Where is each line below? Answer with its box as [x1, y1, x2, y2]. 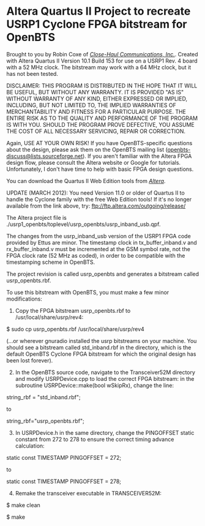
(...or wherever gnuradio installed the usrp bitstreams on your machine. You [6, 337, 197, 344]
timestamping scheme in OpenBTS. [6, 258, 95, 266]
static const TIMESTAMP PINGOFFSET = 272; [6, 454, 121, 461]
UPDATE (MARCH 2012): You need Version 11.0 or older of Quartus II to [6, 189, 185, 197]
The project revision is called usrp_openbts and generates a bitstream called [6, 270, 199, 277]
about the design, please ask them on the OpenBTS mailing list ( [6, 146, 168, 153]
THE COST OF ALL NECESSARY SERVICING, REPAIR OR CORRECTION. [6, 127, 185, 135]
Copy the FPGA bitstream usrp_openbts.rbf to [15, 307, 131, 314]
